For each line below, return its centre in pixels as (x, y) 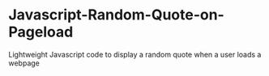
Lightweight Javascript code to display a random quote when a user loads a (135, 54)
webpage (24, 63)
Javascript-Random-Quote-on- (116, 15)
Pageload (41, 32)
